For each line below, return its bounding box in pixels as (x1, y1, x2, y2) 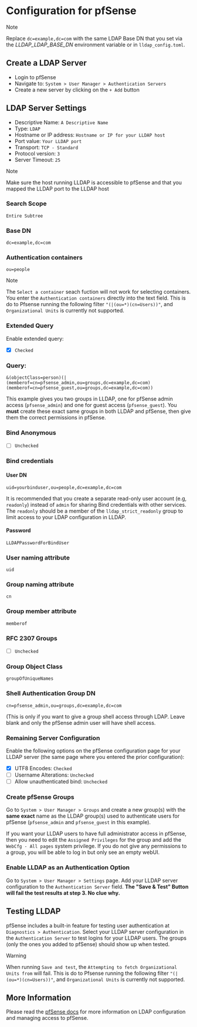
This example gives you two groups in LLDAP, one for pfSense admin (6, 395, 173, 402)
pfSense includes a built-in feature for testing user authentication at (6, 922, 170, 929)
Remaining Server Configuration (6, 734, 100, 742)
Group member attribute (6, 607, 77, 615)
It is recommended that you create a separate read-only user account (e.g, (6, 494, 187, 502)
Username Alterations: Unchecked (14, 771, 94, 778)
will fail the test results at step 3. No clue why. (6, 889, 120, 896)
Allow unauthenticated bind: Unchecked (14, 778, 108, 785)
